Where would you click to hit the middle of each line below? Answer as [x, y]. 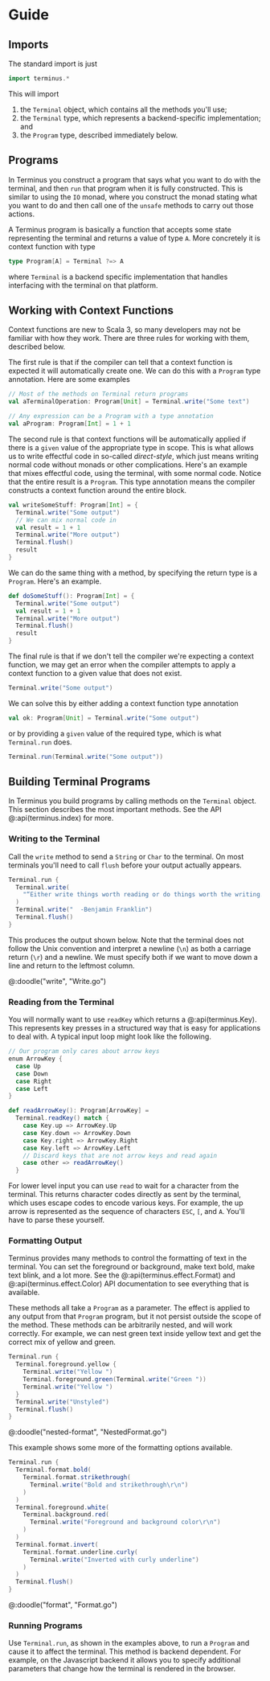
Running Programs [45, 1626]
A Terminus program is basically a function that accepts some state [120, 229]
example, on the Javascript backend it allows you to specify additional [125, 1660]
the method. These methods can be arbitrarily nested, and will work [121, 1325]
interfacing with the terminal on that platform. [83, 285]
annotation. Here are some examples [69, 379]
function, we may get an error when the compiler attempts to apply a [122, 664]
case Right [34, 1081]
